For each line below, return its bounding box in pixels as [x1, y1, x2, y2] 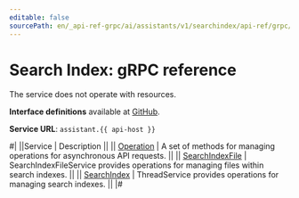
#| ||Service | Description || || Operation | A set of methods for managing [9, 141, 276, 152]
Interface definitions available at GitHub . [9, 106, 160, 117]
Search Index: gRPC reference [9, 60, 238, 80]
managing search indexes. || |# [9, 179, 123, 190]
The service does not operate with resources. [9, 89, 176, 100]
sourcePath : [9, 21, 53, 30]
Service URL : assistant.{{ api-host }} [9, 124, 156, 135]
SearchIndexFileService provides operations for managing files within [9, 160, 264, 170]
